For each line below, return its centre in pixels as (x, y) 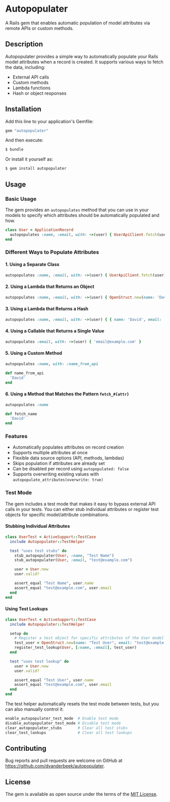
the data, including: (25, 67)
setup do (19, 633)
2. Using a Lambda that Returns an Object (50, 286)
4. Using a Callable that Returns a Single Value (55, 331)
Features (16, 436)
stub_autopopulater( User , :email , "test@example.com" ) (73, 560)
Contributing (26, 748)
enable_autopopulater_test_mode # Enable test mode (62, 719)
